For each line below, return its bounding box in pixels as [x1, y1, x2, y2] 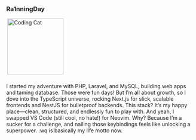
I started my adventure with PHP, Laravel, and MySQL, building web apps [6, 83, 186, 90]
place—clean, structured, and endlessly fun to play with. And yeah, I [6, 108, 174, 115]
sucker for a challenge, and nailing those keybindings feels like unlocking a [6, 121, 191, 128]
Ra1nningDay [6, 5, 45, 13]
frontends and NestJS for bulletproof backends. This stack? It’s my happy [6, 102, 188, 109]
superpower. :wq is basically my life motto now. [6, 127, 123, 134]
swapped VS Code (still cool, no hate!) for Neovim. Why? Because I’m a [6, 114, 182, 122]
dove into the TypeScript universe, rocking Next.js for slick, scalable [6, 95, 174, 102]
